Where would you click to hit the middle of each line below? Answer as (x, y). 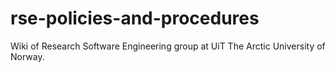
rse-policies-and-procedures (135, 18)
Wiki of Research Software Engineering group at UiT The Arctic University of (168, 46)
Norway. (27, 56)
